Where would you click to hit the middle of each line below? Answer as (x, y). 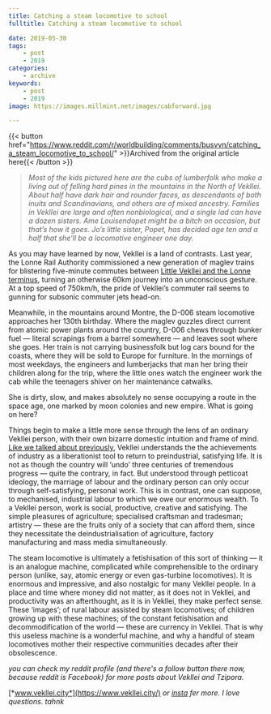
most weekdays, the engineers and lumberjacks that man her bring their (128, 364)
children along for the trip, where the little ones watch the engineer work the (135, 373)
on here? (23, 415)
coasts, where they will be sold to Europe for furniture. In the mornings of (131, 356)
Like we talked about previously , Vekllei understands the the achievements (133, 448)
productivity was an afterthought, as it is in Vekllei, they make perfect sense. (135, 601)
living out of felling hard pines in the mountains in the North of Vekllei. (144, 187)
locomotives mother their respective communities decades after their (123, 644)
